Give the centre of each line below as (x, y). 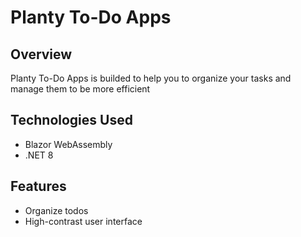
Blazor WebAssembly (68, 144)
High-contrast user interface (83, 221)
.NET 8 (39, 155)
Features (38, 186)
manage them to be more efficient (80, 89)
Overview (41, 54)
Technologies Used (71, 120)
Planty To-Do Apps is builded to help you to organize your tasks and (151, 78)
